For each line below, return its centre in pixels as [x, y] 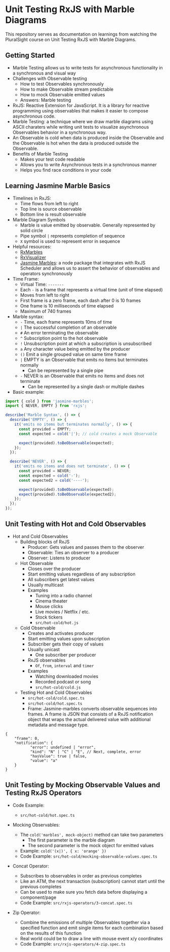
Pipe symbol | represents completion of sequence [72, 236]
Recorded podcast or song [63, 681]
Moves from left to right [45, 295]
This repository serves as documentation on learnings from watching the [81, 34]
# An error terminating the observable [59, 332]
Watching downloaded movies [67, 676]
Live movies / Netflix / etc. [62, 612]
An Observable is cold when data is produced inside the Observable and [88, 137]
